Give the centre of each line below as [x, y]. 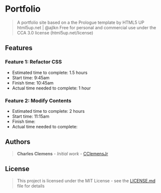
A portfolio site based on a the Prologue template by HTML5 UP [80, 22]
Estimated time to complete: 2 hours [48, 111]
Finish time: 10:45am [33, 83]
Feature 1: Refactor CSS [34, 62]
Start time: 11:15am [31, 116]
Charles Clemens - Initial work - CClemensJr [63, 154]
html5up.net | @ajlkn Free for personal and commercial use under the [87, 27]
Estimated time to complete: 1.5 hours [50, 72]
